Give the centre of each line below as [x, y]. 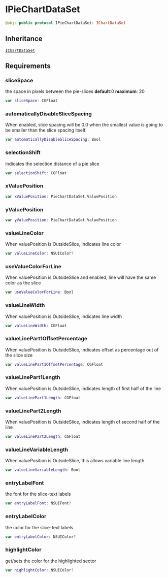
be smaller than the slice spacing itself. [46, 130]
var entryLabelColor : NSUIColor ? [41, 537]
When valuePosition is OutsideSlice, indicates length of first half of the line [83, 388]
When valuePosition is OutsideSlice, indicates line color [63, 244]
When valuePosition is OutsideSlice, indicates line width [64, 316]
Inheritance [24, 39]
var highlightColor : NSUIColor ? [39, 570]
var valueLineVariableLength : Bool [43, 470]
